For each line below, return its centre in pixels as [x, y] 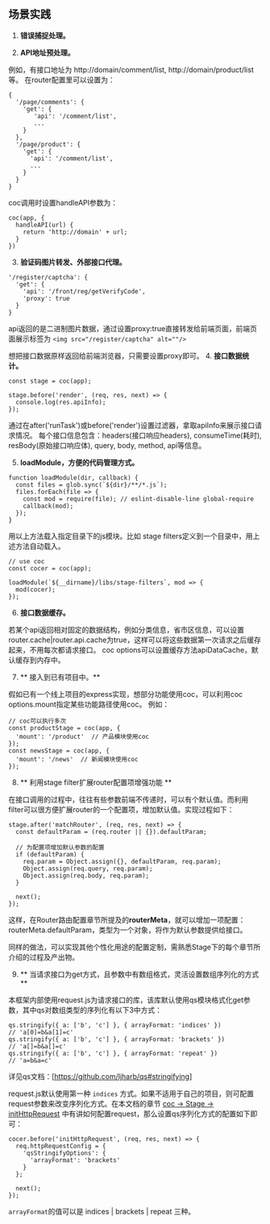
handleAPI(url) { [45, 225]
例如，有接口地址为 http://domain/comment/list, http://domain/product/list [131, 69]
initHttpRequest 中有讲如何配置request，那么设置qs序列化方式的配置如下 [130, 1114]
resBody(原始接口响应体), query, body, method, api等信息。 [107, 445]
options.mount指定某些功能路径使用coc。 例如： [89, 704]
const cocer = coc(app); [50, 568]
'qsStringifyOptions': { [64, 1153]
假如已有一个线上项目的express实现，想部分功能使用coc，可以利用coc [126, 694]
